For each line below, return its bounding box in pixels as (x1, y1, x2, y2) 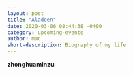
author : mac (7, 35, 41, 42)
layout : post (7, 10, 44, 17)
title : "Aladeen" (7, 16, 57, 23)
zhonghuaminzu (7, 61, 55, 68)
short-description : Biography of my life (7, 42, 127, 48)
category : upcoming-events (7, 29, 84, 36)
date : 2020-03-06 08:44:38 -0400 (7, 22, 102, 29)
